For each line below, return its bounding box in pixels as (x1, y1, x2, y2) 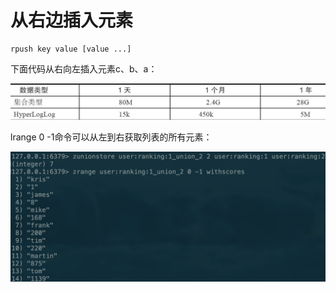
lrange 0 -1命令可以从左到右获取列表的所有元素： (10, 131, 213, 143)
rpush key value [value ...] (10, 44, 132, 54)
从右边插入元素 (10, 9, 134, 32)
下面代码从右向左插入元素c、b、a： (10, 62, 158, 75)
